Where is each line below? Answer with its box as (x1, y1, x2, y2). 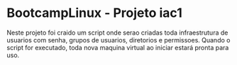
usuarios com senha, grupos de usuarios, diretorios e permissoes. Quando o (6, 35, 231, 44)
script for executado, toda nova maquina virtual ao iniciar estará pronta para (6, 43, 229, 52)
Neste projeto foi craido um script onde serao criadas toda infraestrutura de (6, 28, 228, 37)
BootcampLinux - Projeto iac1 (6, 5, 182, 21)
